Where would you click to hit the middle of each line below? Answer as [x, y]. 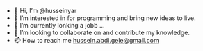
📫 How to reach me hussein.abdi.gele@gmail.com [86, 40]
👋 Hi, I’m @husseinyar [45, 11]
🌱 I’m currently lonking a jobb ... [59, 25]
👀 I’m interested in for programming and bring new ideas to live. [105, 18]
